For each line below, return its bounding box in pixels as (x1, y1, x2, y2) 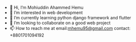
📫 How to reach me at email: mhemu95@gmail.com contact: (9, 26, 131, 31)
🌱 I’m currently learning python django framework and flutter (9, 15, 131, 20)
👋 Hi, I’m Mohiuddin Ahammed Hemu (9, 5, 84, 10)
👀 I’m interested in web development (9, 10, 83, 15)
